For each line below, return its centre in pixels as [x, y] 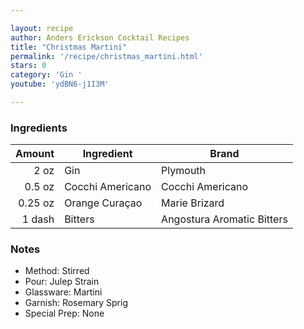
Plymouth [184, 171]
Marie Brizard [193, 203]
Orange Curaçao [103, 203]
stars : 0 [28, 66]
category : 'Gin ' [46, 75]
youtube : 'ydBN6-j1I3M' [60, 84]
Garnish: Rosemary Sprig [76, 303]
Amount [35, 154]
